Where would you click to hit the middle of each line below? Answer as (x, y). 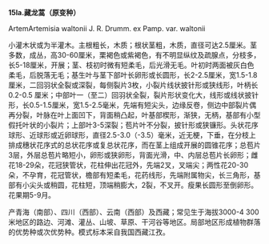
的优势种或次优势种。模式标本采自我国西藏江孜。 (89, 232)
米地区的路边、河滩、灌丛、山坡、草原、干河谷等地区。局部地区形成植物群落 (134, 222)
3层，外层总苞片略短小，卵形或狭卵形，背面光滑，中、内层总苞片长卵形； (130, 155)
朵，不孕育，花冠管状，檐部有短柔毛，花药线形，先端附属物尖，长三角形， (131, 175)
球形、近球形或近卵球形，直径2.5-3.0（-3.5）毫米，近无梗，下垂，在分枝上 (132, 135)
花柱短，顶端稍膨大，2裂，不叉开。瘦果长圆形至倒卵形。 (165, 185)
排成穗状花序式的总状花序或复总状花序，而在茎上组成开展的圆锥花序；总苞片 (134, 145)
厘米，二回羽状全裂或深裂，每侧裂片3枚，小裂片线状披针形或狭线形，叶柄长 (133, 85)
